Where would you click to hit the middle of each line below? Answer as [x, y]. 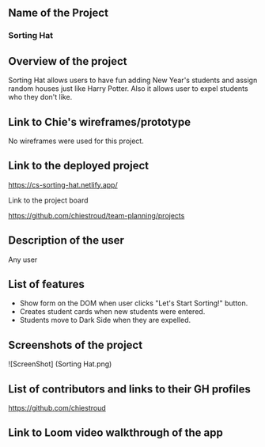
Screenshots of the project [76, 345]
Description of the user [66, 241]
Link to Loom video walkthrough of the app [115, 433]
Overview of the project [68, 61]
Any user [23, 259]
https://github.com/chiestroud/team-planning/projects [97, 215]
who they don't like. [40, 97]
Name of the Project [59, 13]
